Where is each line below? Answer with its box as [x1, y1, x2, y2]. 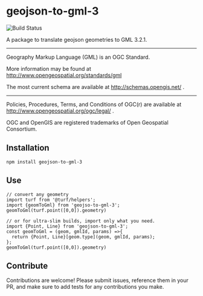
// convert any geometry [6, 191, 69, 197]
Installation [6, 143, 50, 153]
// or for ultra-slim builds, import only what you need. [6, 218, 155, 224]
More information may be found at [6, 65, 92, 72]
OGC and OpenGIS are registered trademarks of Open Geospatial [6, 119, 169, 126]
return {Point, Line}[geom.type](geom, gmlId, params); [11, 234, 155, 240]
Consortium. [6, 125, 37, 133]
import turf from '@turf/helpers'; [6, 197, 96, 203]
